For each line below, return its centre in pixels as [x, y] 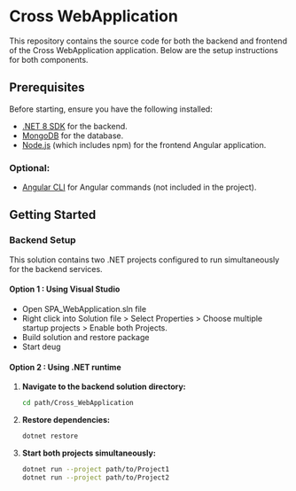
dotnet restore [50, 436]
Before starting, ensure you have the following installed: [111, 109]
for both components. [49, 59]
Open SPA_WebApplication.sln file [84, 308]
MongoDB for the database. [73, 136]
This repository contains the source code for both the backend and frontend [148, 41]
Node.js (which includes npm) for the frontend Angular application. [144, 144]
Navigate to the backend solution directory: [104, 386]
